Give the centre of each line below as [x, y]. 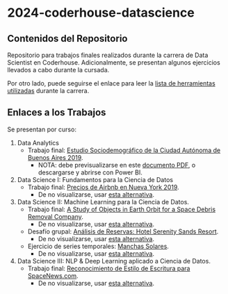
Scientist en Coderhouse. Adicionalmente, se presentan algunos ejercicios [114, 63]
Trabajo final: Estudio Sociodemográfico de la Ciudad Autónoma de [124, 150]
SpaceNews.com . [53, 275]
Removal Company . [55, 216]
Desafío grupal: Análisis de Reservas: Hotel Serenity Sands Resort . [123, 231]
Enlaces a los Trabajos [57, 113]
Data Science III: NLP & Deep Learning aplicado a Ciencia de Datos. [114, 261]
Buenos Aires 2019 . [55, 157]
